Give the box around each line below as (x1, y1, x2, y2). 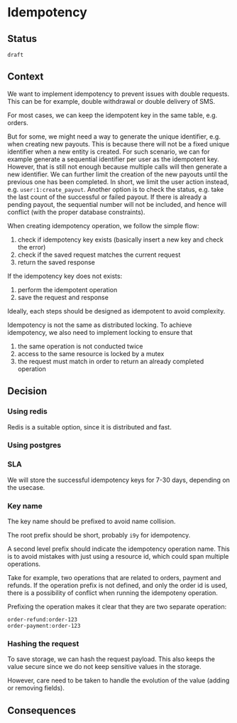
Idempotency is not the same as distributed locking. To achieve (7, 321, 192, 329)
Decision (7, 385, 48, 397)
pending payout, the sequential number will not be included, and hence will (7, 200, 227, 208)
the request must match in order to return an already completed (17, 357, 204, 365)
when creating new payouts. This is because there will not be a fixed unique (7, 139, 230, 148)
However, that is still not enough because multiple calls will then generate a (7, 162, 228, 171)
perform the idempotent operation (17, 285, 118, 294)
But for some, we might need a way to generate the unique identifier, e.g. (7, 132, 221, 141)
